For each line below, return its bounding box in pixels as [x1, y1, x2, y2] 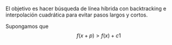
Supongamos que [5, 23, 48, 30]
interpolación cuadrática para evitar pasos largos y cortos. [5, 11, 148, 18]
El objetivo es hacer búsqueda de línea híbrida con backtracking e [5, 5, 167, 12]
